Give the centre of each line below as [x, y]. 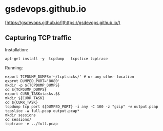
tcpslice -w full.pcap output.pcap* [42, 111]
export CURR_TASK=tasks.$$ [32, 94]
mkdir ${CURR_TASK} [25, 98]
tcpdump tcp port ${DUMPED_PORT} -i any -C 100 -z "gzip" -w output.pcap [82, 107]
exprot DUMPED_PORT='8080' [32, 81]
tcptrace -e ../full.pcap [31, 124]
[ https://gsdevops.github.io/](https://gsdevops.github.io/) [63, 22]
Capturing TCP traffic [38, 38]
